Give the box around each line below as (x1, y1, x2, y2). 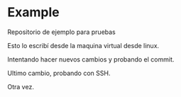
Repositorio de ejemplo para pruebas (7, 28, 116, 36)
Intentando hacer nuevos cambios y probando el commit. (7, 55, 175, 64)
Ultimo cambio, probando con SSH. (7, 69, 111, 77)
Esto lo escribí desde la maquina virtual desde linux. (7, 41, 160, 50)
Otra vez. (7, 82, 34, 91)
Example (7, 4, 60, 21)
